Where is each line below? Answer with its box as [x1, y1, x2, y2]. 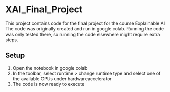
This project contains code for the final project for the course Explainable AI [5, 20, 165, 26]
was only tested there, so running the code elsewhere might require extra [5, 31, 160, 37]
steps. [5, 37, 18, 43]
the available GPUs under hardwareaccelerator [12, 75, 112, 82]
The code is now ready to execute [12, 81, 85, 87]
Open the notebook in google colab [12, 65, 88, 71]
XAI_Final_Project [5, 4, 83, 15]
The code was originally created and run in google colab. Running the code [5, 25, 164, 32]
